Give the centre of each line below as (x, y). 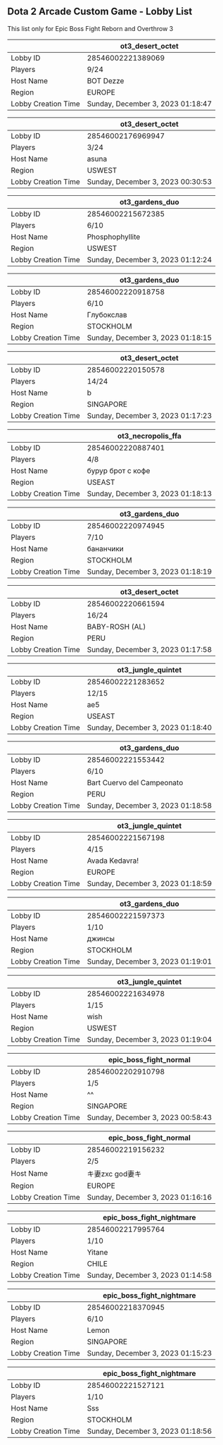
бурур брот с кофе (119, 470)
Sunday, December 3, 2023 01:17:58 (149, 649)
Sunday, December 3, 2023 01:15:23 (149, 1353)
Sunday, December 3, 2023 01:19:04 (149, 1039)
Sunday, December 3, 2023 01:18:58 (149, 805)
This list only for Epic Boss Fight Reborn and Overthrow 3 (90, 28)
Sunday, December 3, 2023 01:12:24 (149, 259)
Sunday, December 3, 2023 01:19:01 (149, 961)
